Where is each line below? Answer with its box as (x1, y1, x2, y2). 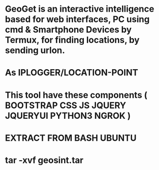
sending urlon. (5, 45, 65, 56)
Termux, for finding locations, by (5, 35, 140, 46)
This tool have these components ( (5, 89, 148, 100)
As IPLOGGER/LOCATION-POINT (5, 67, 138, 78)
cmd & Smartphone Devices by (5, 24, 132, 35)
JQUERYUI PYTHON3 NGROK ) (5, 110, 131, 121)
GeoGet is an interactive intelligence (5, 3, 154, 15)
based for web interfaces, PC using (5, 14, 150, 25)
